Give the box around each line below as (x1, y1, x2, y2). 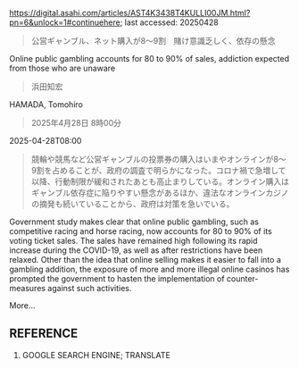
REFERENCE (9, 326, 79, 341)
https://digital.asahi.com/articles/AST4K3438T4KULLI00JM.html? (9, 8, 251, 18)
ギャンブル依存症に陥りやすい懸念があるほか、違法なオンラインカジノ (30, 188, 289, 197)
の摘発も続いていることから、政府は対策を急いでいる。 (30, 198, 235, 209)
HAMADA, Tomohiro (9, 99, 83, 110)
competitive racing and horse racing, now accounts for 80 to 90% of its (9, 226, 272, 236)
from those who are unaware (9, 63, 116, 73)
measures (9, 283, 46, 293)
